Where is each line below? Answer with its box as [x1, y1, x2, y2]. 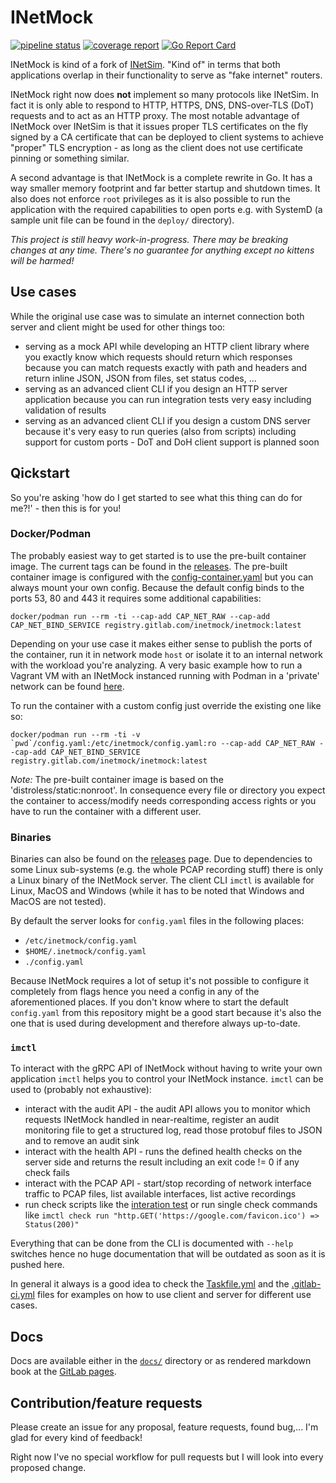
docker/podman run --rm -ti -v [10, 729, 141, 740]
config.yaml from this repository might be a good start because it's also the [10, 1007, 322, 1019]
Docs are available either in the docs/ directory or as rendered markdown [10, 1355, 312, 1367]
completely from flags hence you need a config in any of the [10, 986, 260, 998]
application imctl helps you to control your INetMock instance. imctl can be [10, 1073, 324, 1085]
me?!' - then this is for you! [10, 502, 122, 514]
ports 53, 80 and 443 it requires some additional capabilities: [10, 592, 262, 604]
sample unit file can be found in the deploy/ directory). [10, 214, 235, 226]
